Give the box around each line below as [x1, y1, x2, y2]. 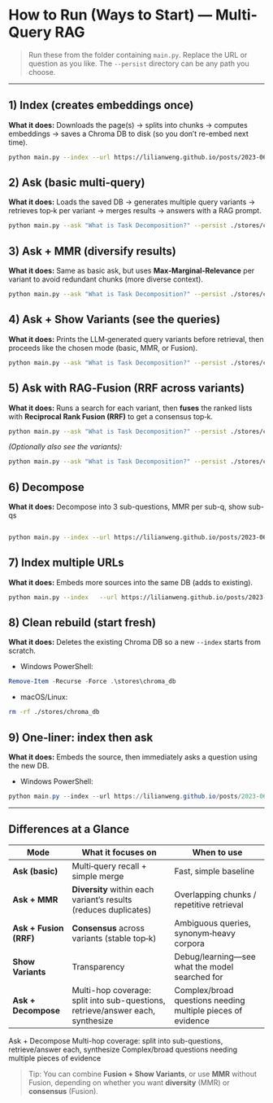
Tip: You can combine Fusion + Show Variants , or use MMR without [28, 1069, 258, 1079]
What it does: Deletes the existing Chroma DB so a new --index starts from [8, 637, 262, 647]
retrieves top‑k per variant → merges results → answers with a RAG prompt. [8, 206, 262, 216]
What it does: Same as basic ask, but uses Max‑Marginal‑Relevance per [8, 266, 255, 276]
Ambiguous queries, [174, 917, 252, 929]
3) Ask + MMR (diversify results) [8, 244, 176, 258]
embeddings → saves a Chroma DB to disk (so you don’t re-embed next [8, 129, 249, 138]
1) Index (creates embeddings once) [8, 98, 194, 112]
